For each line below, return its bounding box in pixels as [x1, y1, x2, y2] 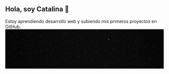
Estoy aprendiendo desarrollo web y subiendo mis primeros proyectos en [5, 18, 157, 24]
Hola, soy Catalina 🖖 [5, 5, 69, 13]
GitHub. [5, 23, 21, 29]
